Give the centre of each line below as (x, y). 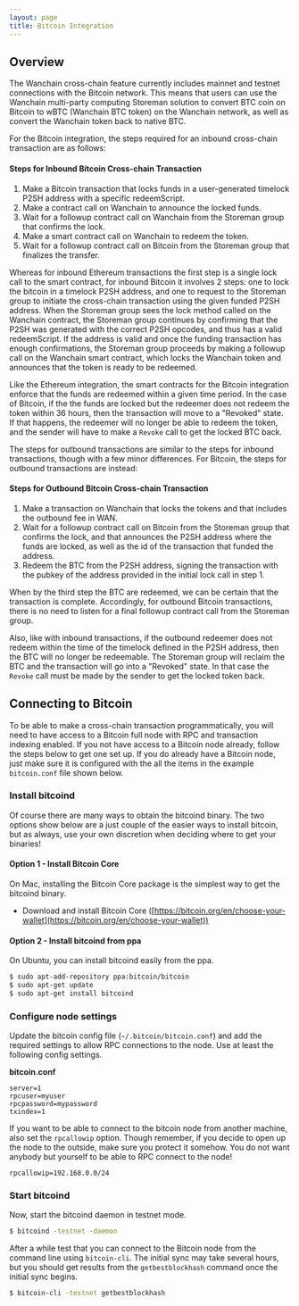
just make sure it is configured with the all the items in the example (132, 763)
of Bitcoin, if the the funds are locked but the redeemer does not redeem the (149, 403)
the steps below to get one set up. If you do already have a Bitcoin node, (142, 753)
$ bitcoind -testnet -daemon (63, 1231)
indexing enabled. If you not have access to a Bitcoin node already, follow (145, 744)
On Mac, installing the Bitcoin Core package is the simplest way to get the (145, 884)
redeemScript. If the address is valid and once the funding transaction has (145, 338)
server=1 (25, 1089)
